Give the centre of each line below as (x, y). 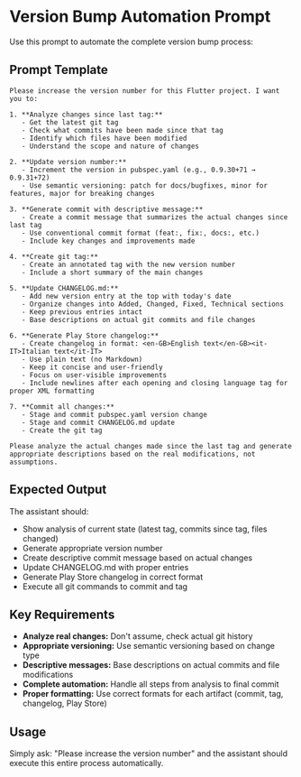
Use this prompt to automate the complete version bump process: (132, 42)
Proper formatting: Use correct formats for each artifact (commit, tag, (153, 694)
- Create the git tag (62, 430)
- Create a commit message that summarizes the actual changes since (155, 217)
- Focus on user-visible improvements (94, 375)
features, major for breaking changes (82, 193)
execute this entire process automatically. (87, 763)
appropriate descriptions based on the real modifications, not (132, 454)
